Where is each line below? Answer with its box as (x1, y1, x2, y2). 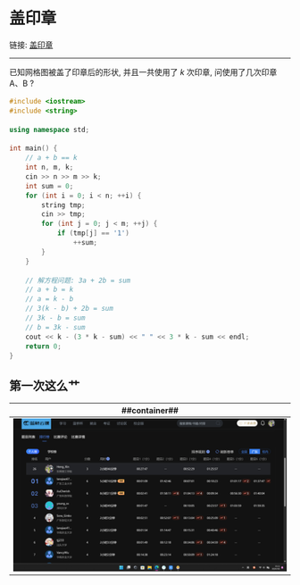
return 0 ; (25, 341, 62, 351)
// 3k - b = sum (25, 313, 87, 322)
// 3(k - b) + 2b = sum (25, 305, 114, 313)
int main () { (9, 144, 58, 153)
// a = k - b (25, 295, 74, 304)
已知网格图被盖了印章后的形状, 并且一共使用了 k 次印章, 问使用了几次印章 (9, 66, 278, 77)
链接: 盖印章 (9, 39, 54, 50)
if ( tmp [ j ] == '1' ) (56, 229, 129, 238)
